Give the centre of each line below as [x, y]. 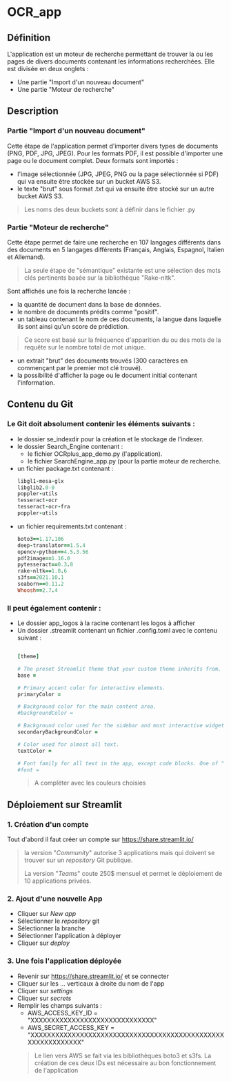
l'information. [36, 382]
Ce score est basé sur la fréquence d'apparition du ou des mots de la [122, 340]
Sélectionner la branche [51, 928]
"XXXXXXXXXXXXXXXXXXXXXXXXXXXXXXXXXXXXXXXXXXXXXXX [125, 1035]
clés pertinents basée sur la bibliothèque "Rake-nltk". [100, 278]
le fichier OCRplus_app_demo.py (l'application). [95, 454]
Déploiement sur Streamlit [65, 804]
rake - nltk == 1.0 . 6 [42, 571]
